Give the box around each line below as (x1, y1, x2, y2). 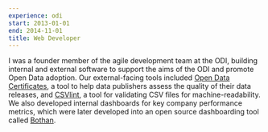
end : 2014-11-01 (8, 26, 63, 34)
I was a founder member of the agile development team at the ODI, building (8, 56, 258, 66)
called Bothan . (8, 115, 56, 125)
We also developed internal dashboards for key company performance (8, 98, 243, 108)
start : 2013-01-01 (8, 19, 70, 27)
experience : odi (8, 11, 63, 20)
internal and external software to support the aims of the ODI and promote (8, 65, 254, 74)
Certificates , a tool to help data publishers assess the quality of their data (8, 82, 252, 91)
